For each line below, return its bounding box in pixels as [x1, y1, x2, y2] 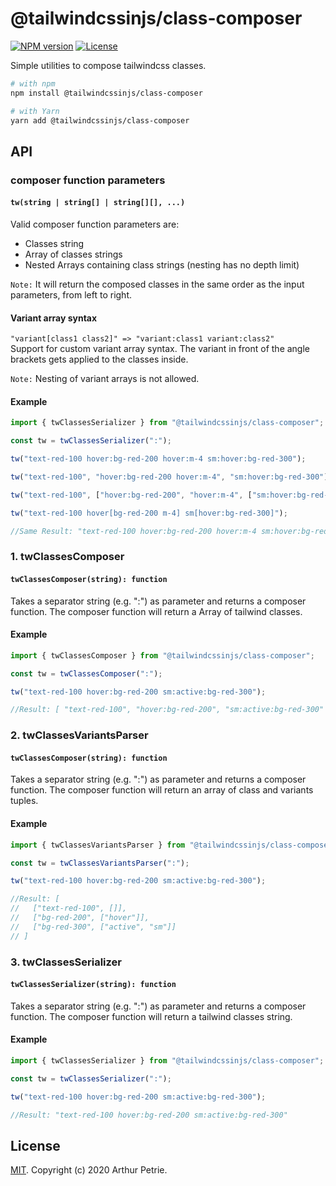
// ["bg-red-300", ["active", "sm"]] [10, 922, 177, 932]
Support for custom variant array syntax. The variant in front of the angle [10, 343, 311, 355]
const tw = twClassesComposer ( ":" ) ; [10, 668, 163, 679]
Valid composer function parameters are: [10, 218, 180, 230]
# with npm [10, 78, 56, 89]
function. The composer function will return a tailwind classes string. [10, 1010, 293, 1022]
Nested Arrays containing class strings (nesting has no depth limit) [24, 258, 300, 271]
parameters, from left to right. [10, 288, 133, 301]
